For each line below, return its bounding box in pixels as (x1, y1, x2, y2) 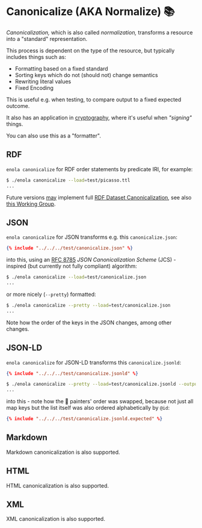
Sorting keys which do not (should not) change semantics (14, 71, 158, 78)
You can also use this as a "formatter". (6, 132, 101, 139)
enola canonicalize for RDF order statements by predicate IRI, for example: (6, 165, 193, 172)
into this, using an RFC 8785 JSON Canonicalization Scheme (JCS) (6, 256, 173, 263)
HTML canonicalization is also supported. (6, 482, 109, 489)
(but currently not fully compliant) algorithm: (27, 263, 137, 270)
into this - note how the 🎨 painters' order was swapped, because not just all (6, 398, 194, 405)
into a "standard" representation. (6, 35, 88, 42)
